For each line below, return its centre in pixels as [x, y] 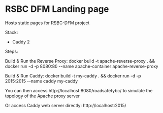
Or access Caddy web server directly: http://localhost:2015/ [66, 105]
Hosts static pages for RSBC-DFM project [47, 23]
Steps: [12, 51]
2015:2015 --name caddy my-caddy [41, 81]
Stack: [12, 32]
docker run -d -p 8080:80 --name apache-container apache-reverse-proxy [82, 66]
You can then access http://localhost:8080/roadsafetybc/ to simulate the [79, 90]
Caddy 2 [21, 42]
